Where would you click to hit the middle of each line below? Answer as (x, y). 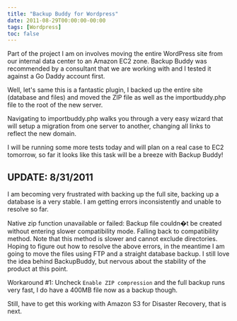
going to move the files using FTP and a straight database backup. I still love (118, 254)
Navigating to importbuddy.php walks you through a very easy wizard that (115, 119)
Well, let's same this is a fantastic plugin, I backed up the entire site (105, 90)
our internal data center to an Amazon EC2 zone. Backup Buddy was (107, 62)
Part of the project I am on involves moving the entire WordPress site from (115, 54)
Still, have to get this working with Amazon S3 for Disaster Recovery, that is (117, 304)
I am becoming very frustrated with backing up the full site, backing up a (113, 194)
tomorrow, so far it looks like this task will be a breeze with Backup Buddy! (115, 155)
